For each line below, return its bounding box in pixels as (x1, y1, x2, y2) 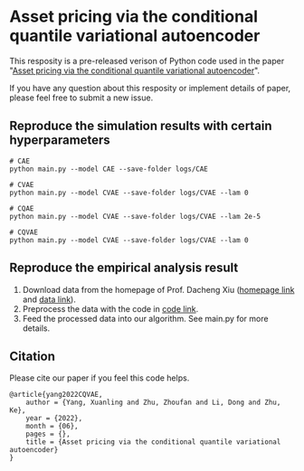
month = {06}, (25, 422, 79, 431)
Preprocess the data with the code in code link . (22, 303, 199, 314)
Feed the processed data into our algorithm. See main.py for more (22, 313, 269, 324)
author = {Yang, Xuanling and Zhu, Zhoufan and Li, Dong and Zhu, (25, 398, 281, 408)
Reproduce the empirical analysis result (9, 260, 239, 276)
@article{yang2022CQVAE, (9, 391, 103, 400)
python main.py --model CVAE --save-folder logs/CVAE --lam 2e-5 (9, 212, 261, 221)
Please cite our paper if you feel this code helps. (9, 372, 190, 383)
